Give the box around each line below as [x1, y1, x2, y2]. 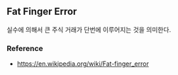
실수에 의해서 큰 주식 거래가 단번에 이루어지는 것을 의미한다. [6, 25, 172, 34]
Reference [6, 43, 43, 53]
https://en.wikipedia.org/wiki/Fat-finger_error [16, 59, 150, 68]
